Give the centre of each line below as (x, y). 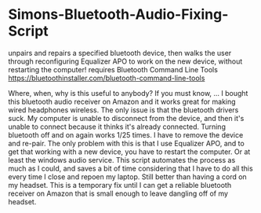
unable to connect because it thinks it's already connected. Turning (117, 127)
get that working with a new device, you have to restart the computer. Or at (129, 152)
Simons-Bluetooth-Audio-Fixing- (118, 15)
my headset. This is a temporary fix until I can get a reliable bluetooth (120, 185)
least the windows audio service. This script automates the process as (122, 160)
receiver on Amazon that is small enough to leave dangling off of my (118, 193)
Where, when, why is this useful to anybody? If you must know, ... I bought (128, 93)
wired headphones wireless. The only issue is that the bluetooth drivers (123, 110)
